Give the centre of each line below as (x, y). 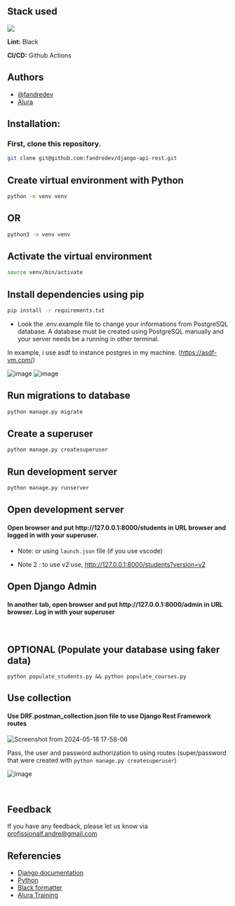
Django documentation (51, 873)
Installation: (34, 124)
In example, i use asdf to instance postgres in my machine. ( (94, 352)
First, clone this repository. (54, 143)
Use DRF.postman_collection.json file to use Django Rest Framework (109, 716)
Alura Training (38, 895)
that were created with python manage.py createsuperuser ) (92, 760)
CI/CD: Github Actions (39, 55)
